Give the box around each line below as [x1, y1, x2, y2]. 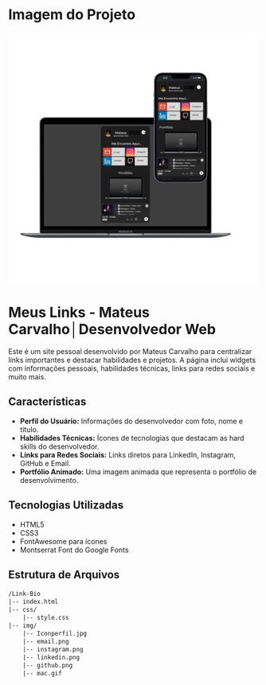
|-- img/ [8, 622, 37, 630]
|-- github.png [22, 662, 73, 670]
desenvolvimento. [19, 475, 79, 485]
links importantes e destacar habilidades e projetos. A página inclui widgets [8, 355, 256, 364]
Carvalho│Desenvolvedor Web [8, 321, 217, 339]
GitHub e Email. [19, 458, 71, 468]
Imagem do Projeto [8, 6, 136, 24]
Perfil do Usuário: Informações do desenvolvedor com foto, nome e [19, 416, 244, 426]
